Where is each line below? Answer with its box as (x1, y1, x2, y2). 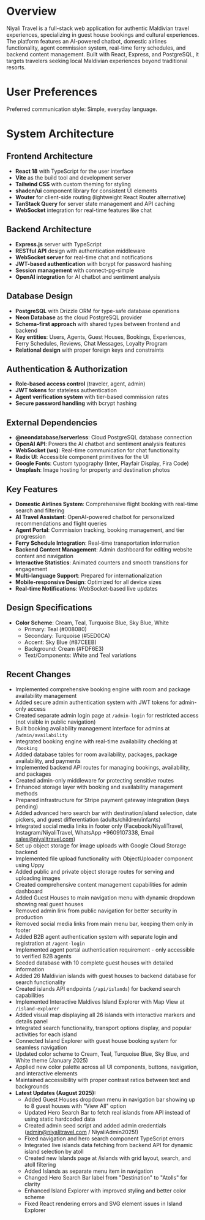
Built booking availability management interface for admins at (15, 724, 170, 732)
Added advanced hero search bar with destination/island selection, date (15, 809, 197, 816)
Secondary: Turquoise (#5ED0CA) (24, 632, 110, 639)
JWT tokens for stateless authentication (15, 387, 117, 394)
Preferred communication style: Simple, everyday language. (6, 105, 157, 113)
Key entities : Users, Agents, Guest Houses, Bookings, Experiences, (15, 333, 186, 341)
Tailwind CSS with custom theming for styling (15, 180, 132, 188)
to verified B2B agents (15, 952, 72, 960)
